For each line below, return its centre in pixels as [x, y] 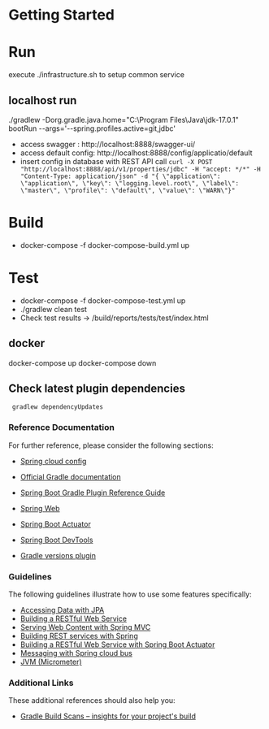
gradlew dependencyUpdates [58, 407]
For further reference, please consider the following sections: [111, 445]
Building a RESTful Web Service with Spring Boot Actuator [117, 644]
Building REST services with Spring [79, 636]
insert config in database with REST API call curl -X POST [116, 161]
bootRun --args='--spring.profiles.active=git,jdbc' [92, 128]
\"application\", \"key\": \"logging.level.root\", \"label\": [130, 183]
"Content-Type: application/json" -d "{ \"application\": [120, 176]
